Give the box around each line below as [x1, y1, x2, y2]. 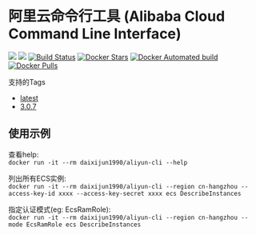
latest [19, 93, 38, 102]
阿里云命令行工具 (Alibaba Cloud [8, 7, 226, 26]
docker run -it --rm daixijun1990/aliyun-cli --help [8, 158, 188, 166]
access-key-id [8, 189, 56, 197]
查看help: [8, 149, 39, 159]
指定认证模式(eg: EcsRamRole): [8, 205, 111, 214]
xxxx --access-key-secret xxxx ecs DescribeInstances [58, 189, 242, 197]
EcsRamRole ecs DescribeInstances [26, 221, 142, 229]
